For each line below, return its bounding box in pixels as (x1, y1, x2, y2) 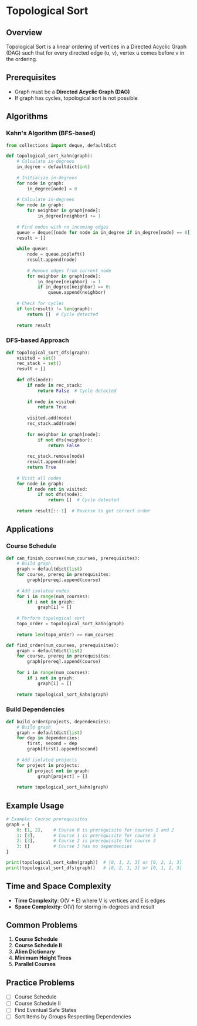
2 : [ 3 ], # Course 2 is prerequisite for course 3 (16, 838, 157, 844)
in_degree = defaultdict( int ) (16, 164, 91, 170)
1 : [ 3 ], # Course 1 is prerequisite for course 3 (16, 833, 157, 839)
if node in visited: (27, 398, 77, 405)
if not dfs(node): (37, 492, 83, 498)
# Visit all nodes (16, 475, 62, 481)
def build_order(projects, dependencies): (6, 719, 111, 725)
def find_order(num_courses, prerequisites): (6, 642, 119, 648)
